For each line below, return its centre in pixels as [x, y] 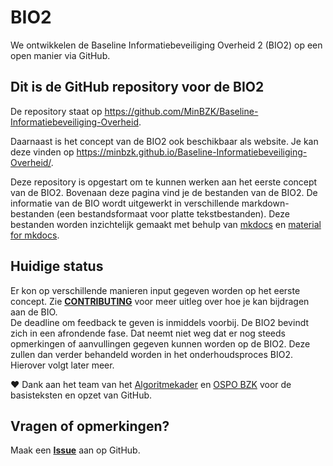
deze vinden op [42, 152]
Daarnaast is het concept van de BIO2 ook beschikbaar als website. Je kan [164, 141]
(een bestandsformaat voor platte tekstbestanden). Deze [173, 213]
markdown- [265, 203]
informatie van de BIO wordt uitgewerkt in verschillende [125, 203]
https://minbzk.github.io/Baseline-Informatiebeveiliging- [192, 152]
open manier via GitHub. [60, 55]
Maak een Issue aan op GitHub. [75, 450]
